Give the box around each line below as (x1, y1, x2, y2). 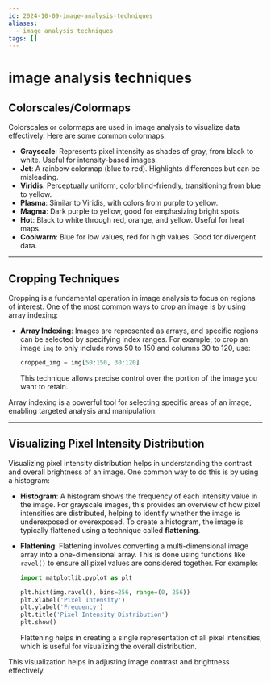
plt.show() (19, 618, 57, 627)
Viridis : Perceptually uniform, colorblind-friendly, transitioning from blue (19, 181, 261, 190)
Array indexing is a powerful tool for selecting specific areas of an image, (8, 397, 252, 407)
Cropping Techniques (8, 272, 119, 285)
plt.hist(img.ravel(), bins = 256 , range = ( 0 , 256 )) (19, 588, 191, 597)
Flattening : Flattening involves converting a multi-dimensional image (19, 541, 248, 551)
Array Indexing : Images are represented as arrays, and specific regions (19, 326, 259, 335)
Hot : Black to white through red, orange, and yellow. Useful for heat (19, 215, 244, 225)
